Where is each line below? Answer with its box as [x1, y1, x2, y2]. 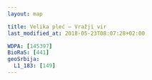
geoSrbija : [7, 56, 40, 63]
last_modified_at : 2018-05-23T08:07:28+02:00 [7, 30, 145, 37]
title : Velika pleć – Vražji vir [7, 23, 107, 30]
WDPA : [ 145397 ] [7, 42, 53, 50]
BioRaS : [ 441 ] [7, 49, 50, 57]
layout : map [7, 10, 43, 18]
